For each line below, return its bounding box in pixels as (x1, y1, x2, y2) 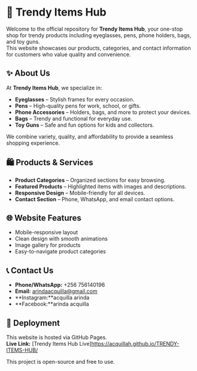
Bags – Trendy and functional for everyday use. (14, 115, 133, 122)
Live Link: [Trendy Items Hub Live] (6, 340, 92, 347)
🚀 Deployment (6, 318, 60, 328)
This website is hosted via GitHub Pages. (6, 334, 107, 341)
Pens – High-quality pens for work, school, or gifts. (14, 102, 141, 109)
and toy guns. (6, 38, 40, 45)
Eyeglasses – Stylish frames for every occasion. (14, 95, 135, 103)
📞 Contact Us (6, 265, 54, 276)
